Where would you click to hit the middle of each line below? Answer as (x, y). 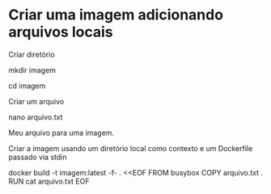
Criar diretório (32, 54)
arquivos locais (61, 32)
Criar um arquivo (36, 101)
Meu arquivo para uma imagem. (61, 133)
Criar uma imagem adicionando (116, 15)
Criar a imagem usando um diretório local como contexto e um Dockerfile (131, 148)
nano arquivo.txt (36, 117)
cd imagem (27, 86)
